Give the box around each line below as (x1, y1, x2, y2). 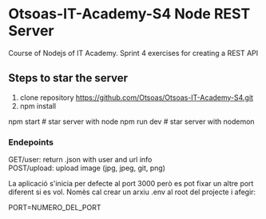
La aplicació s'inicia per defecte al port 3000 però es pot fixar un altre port (8, 179, 254, 189)
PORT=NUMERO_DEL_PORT (8, 203, 101, 213)
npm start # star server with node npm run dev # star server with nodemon (8, 117, 255, 126)
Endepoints (8, 137, 54, 148)
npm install (19, 101, 57, 110)
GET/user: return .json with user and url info (8, 155, 153, 165)
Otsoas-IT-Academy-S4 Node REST (8, 5, 251, 23)
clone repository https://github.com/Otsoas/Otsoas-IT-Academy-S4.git (19, 93, 254, 102)
